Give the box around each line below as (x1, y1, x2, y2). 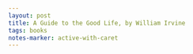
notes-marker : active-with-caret (8, 33, 119, 42)
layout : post (8, 11, 51, 20)
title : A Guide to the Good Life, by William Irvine (8, 19, 186, 27)
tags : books (8, 26, 47, 34)
